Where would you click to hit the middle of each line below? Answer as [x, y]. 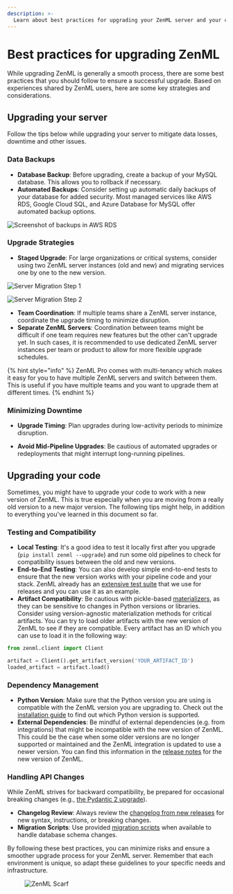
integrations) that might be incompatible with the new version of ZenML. [120, 730]
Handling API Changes [46, 777]
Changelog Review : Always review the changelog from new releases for [121, 813]
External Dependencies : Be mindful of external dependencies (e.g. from [121, 722]
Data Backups [31, 159]
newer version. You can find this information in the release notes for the [119, 752]
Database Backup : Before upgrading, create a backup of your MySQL [117, 175]
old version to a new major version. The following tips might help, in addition [116, 507]
